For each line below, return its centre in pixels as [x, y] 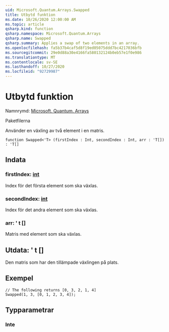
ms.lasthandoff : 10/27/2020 [35, 67]
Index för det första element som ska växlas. [52, 185]
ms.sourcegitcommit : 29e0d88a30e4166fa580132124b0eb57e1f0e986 [74, 52]
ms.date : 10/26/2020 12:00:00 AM [41, 19]
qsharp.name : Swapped [28, 39]
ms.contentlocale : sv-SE [31, 62]
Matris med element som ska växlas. [43, 234]
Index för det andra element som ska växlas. [52, 210]
